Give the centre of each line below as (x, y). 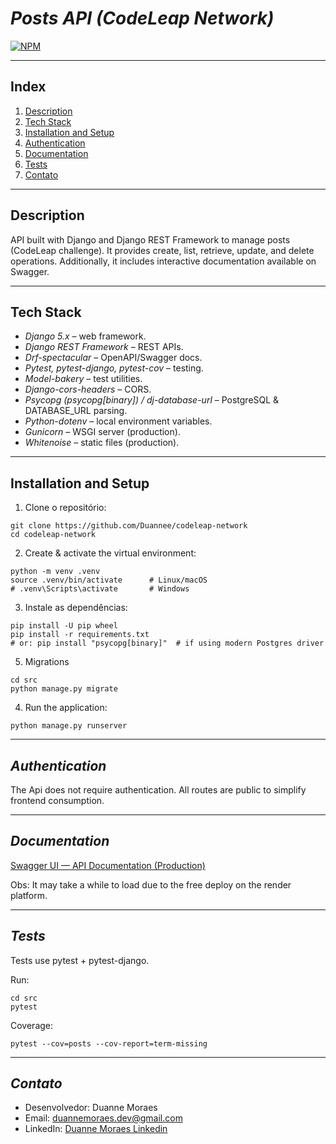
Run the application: (66, 708)
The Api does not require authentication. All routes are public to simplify (158, 790)
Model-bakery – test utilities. (83, 379)
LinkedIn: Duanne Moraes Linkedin (96, 1129)
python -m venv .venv (55, 572)
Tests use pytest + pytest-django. (80, 960)
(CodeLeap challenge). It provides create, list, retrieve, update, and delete (162, 250)
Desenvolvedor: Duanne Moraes (91, 1108)
